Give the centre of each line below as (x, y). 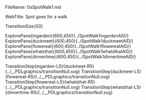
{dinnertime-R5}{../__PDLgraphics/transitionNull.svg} (59, 92)
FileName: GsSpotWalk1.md (33, 7)
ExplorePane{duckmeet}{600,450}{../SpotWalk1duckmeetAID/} (69, 41)
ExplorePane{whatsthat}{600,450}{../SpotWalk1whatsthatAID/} (69, 51)
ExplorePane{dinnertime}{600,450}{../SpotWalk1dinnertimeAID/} (71, 57)
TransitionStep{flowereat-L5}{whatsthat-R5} (50, 82)
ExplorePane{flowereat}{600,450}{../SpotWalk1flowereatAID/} (68, 46)
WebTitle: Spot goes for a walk (36, 17)
